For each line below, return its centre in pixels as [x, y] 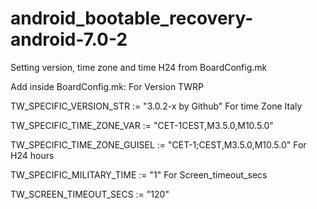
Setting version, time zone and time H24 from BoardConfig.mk [139, 67]
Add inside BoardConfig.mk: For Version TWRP [107, 86]
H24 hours [32, 155]
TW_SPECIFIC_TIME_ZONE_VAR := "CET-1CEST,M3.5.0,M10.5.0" [142, 125]
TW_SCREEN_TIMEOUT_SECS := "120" [90, 194]
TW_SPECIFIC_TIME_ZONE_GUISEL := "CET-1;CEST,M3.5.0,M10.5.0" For [158, 144]
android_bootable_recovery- [132, 18]
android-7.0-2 [69, 39]
